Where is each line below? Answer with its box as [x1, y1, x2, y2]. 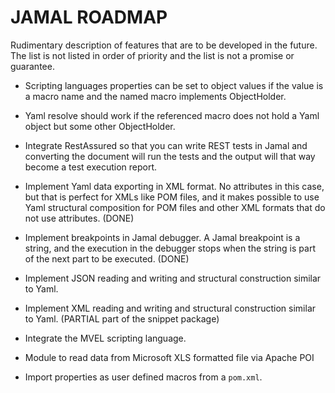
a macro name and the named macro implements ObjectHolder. [24, 90, 287, 102]
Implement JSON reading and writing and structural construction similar [24, 272, 322, 284]
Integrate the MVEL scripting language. [24, 332, 187, 344]
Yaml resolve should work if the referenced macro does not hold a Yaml [24, 109, 320, 121]
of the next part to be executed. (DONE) [24, 252, 190, 265]
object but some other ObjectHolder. [24, 120, 176, 132]
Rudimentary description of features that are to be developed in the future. [10, 39, 318, 51]
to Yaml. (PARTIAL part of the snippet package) [24, 312, 220, 325]
